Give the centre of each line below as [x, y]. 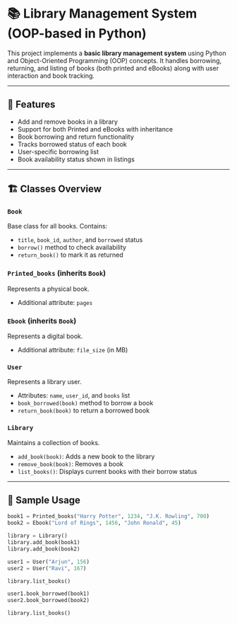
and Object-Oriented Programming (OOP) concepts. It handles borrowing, [115, 60]
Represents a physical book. [48, 289]
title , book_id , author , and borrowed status [80, 240]
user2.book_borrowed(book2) [49, 601]
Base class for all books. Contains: [57, 226]
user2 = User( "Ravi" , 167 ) [47, 568]
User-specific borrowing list [58, 151]
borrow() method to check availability [72, 248]
